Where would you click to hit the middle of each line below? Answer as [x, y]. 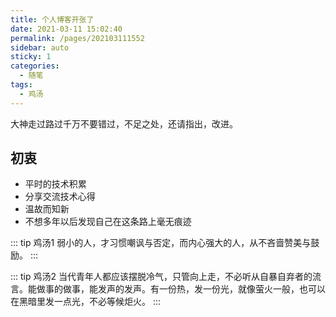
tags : [21, 85]
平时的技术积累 [55, 184]
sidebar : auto [40, 47]
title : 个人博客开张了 [52, 19]
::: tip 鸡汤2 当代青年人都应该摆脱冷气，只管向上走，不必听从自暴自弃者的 [161, 277]
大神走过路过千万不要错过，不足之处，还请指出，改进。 [124, 123]
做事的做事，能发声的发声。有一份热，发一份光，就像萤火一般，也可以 [181, 289]
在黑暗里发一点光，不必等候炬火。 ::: [86, 302]
